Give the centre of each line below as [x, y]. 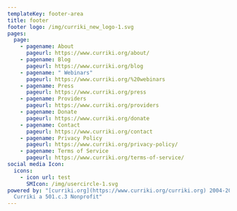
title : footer [28, 20]
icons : [23, 171]
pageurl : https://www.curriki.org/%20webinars [96, 79]
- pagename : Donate [49, 112]
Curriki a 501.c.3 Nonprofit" [58, 197]
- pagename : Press [47, 86]
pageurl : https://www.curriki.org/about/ [88, 53]
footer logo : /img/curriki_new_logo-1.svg [71, 27]
